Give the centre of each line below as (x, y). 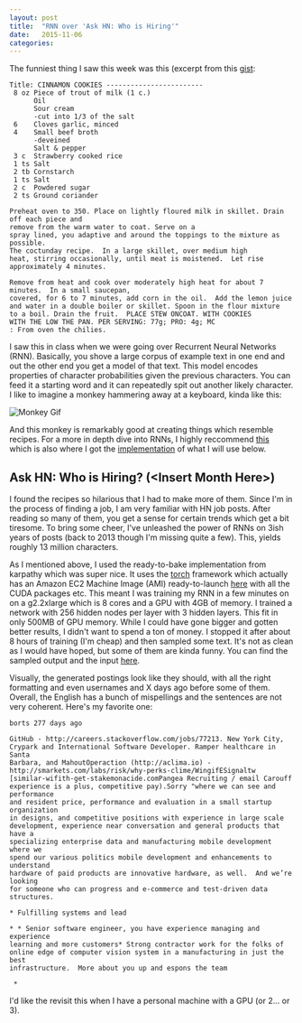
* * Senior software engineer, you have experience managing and (134, 929)
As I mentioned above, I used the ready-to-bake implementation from (138, 564)
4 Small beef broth (56, 133)
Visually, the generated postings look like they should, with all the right (140, 678)
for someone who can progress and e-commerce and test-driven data (139, 889)
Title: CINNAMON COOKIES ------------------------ (106, 85)
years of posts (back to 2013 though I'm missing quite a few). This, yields (145, 537)
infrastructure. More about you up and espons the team (119, 968)
